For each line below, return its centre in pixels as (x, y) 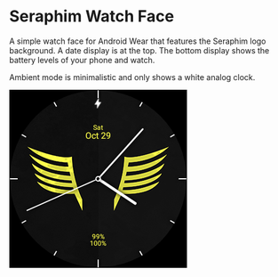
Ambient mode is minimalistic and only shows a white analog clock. (132, 77)
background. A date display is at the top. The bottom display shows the (139, 50)
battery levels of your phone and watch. (82, 60)
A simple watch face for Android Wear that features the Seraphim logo (138, 41)
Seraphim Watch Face (92, 16)
